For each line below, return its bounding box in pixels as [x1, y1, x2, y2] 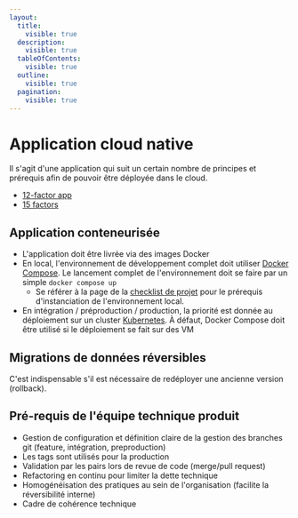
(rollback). [9, 383, 47, 394]
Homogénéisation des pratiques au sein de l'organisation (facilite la [21, 479, 270, 490]
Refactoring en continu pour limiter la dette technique [21, 470, 218, 481]
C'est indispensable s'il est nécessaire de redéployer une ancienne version [9, 373, 284, 384]
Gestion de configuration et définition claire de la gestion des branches [21, 432, 283, 442]
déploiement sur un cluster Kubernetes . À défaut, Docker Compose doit [21, 315, 286, 325]
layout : [9, 12, 38, 22]
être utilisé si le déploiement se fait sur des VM [21, 324, 194, 335]
